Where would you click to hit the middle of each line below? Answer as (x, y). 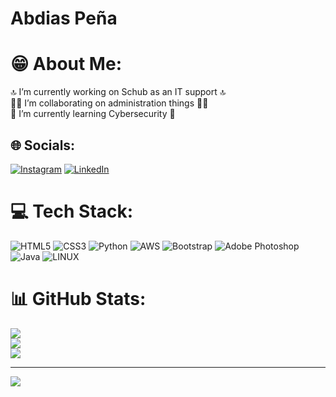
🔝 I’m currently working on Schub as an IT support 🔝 (118, 92)
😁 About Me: (66, 64)
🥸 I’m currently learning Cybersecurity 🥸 (93, 114)
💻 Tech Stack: (72, 211)
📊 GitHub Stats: (78, 299)
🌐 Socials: (43, 145)
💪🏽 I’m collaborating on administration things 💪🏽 (109, 103)
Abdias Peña (64, 18)
